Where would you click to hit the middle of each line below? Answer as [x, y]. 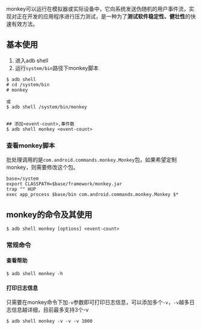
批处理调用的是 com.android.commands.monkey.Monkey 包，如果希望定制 [92, 160]
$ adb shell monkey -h [35, 274]
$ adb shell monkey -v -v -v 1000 [50, 322]
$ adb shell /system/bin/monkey [47, 107]
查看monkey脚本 [31, 145]
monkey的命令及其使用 [49, 214]
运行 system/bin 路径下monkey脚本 [57, 68]
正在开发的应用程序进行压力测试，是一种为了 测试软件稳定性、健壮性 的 [103, 16]
